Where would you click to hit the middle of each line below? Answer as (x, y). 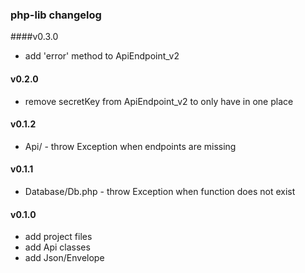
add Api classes (57, 247)
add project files (58, 237)
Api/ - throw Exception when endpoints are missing (130, 146)
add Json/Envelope (64, 258)
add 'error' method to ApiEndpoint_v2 (102, 56)
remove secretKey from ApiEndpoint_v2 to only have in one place (159, 101)
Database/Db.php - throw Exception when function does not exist (160, 191)
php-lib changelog (56, 15)
